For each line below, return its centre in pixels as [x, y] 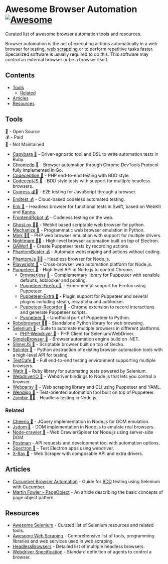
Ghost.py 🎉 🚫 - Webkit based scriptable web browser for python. [79, 224]
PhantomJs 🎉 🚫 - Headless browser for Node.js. [61, 259]
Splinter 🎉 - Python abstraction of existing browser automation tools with [88, 350]
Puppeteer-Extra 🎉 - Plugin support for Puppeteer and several [84, 296]
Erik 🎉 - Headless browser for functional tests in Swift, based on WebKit [87, 206]
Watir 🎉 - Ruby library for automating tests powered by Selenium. [79, 371]
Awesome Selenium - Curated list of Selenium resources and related [83, 525]
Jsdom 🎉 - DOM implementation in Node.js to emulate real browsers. [83, 427]
